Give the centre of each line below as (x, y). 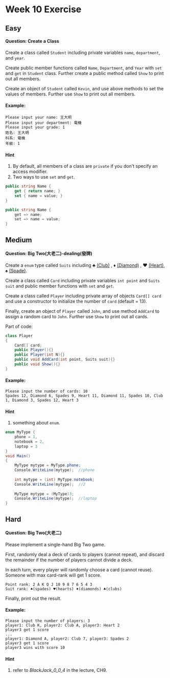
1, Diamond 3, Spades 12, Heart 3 (42, 400)
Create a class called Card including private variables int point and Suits (83, 280)
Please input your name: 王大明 (39, 117)
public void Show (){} (37, 364)
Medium (19, 240)
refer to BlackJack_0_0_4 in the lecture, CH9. (60, 670)
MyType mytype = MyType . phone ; (48, 465)
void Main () (18, 456)
